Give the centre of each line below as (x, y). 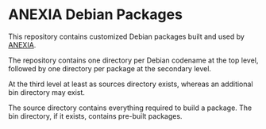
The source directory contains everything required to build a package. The (130, 108)
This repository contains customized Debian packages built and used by (126, 36)
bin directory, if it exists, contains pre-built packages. (95, 116)
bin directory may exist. (47, 92)
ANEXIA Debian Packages (95, 15)
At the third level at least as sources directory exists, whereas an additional (131, 84)
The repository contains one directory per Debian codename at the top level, (133, 60)
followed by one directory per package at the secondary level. (110, 68)
